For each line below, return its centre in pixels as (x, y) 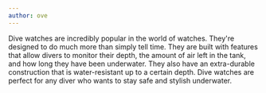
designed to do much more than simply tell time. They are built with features (133, 46)
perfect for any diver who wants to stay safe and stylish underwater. (120, 80)
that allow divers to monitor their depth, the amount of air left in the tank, (127, 55)
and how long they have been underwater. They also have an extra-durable (131, 64)
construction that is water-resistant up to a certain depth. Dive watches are (131, 72)
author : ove (28, 15)
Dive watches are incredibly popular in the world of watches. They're (121, 38)
